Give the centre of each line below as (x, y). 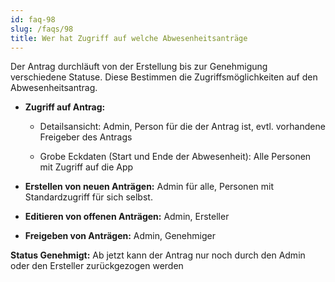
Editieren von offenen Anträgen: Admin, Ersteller (127, 217)
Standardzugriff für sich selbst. (88, 197)
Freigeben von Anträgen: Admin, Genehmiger (120, 236)
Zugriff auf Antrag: (65, 107)
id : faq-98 (33, 19)
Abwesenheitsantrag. (54, 88)
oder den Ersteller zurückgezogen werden (97, 266)
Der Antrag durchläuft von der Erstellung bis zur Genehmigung (139, 67)
